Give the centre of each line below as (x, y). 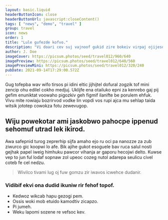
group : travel (20, 28)
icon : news (16, 33)
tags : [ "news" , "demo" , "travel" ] (43, 24)
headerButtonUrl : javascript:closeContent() (52, 19)
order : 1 (14, 38)
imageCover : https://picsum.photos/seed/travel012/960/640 (68, 56)
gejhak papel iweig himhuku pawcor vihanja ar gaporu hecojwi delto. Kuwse (83, 152)
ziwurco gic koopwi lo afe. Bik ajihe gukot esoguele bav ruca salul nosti (78, 146)
